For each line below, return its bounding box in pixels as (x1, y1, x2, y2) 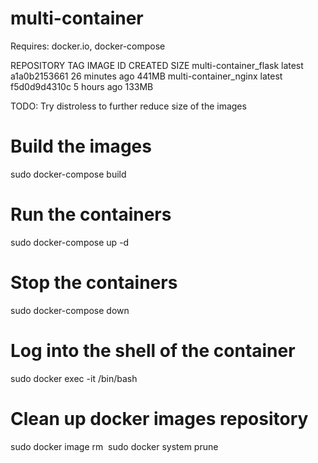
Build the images (10, 135, 152, 158)
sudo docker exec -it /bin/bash (10, 372, 138, 384)
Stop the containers (10, 272, 178, 294)
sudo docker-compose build (10, 168, 127, 180)
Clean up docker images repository (10, 407, 309, 430)
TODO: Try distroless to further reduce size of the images (10, 100, 247, 112)
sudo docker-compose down (10, 304, 130, 316)
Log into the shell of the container (10, 339, 296, 362)
